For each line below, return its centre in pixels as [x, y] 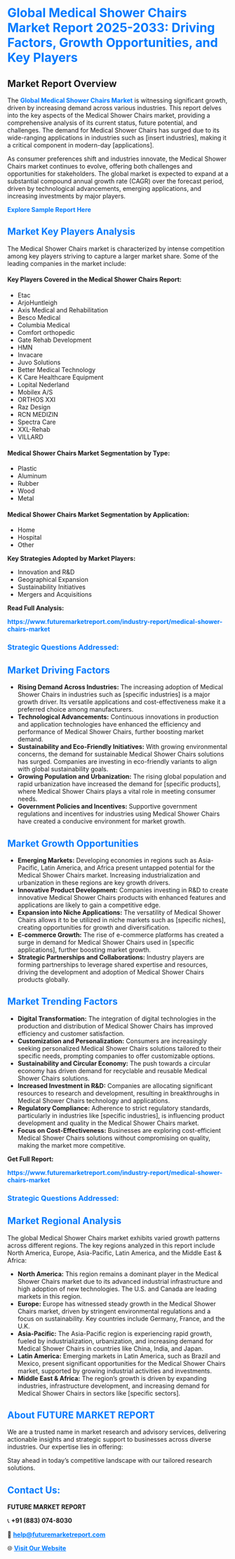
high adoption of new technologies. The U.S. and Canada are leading [117, 1289]
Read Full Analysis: [36, 608]
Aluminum [32, 476]
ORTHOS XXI [36, 400]
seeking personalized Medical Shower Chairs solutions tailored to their [119, 1048]
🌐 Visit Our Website [37, 1548]
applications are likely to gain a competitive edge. [89, 905]
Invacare [30, 355]
